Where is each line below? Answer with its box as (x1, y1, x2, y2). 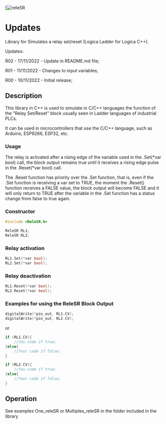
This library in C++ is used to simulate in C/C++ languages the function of (5, 105, 156, 111)
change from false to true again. (5, 196, 71, 202)
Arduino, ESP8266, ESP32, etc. (5, 130, 69, 137)
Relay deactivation (5, 272, 51, 279)
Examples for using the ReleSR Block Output (5, 300, 114, 307)
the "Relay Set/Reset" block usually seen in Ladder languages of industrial (5, 110, 157, 116)
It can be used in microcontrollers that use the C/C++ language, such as (5, 125, 153, 131)
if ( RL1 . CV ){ (5, 335, 32, 340)
